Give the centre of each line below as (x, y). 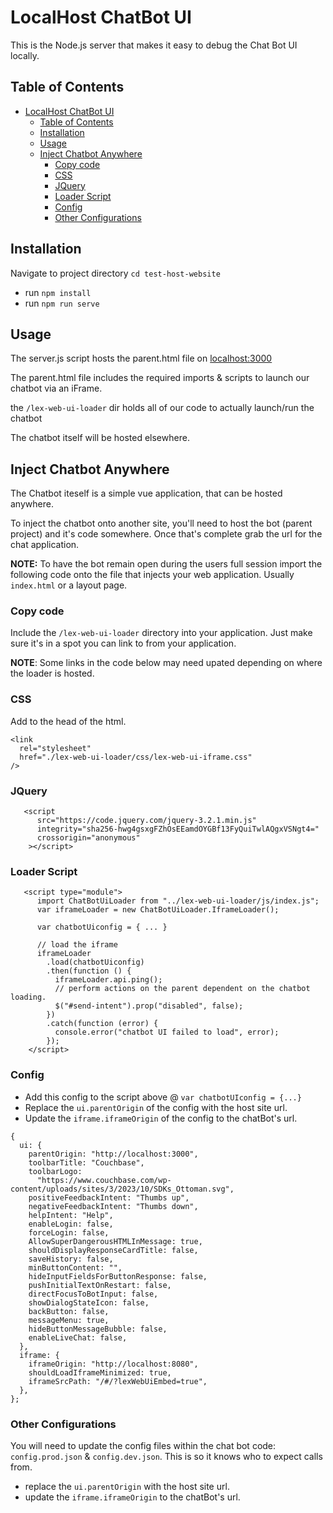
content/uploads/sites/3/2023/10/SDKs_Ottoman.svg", (122, 1189)
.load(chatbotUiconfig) (95, 962)
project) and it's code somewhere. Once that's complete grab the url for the (166, 534)
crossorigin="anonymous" (88, 838)
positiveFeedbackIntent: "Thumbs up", (109, 1197)
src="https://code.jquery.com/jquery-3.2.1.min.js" (146, 821)
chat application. (45, 545)
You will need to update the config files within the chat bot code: (143, 1445)
